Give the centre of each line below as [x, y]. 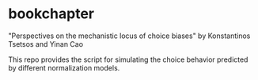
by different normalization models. [64, 67]
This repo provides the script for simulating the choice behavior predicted [128, 59]
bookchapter [51, 14]
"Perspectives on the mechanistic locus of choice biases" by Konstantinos [129, 36]
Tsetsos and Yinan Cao [46, 44]
